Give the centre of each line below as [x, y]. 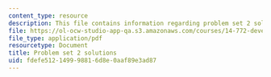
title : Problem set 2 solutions [63, 53]
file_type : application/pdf [56, 38]
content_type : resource [48, 16]
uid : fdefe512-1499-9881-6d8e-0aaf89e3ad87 [83, 61]
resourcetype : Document [48, 46]
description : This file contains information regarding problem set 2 [129, 23]
